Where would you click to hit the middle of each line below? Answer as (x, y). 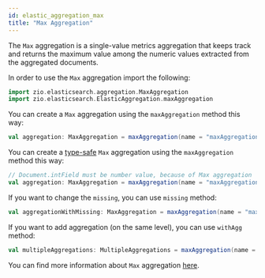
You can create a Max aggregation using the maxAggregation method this (124, 115)
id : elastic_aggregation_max (56, 15)
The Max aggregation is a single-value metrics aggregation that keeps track (130, 45)
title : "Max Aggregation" (50, 23)
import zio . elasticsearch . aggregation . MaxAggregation (99, 92)
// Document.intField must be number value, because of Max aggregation (130, 175)
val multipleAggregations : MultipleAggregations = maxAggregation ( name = (132, 250)
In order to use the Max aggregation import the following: (99, 77)
